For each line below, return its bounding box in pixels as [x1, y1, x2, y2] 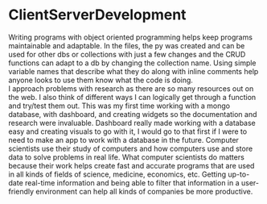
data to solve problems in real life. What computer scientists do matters [8, 152, 245, 162]
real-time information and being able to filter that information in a [24, 177, 240, 187]
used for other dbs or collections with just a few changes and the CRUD [8, 49, 246, 59]
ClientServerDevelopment [8, 6, 187, 24]
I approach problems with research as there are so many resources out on [8, 83, 254, 94]
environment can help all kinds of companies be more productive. [35, 186, 253, 196]
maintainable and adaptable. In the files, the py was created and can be [8, 40, 245, 50]
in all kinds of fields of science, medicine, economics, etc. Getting [8, 169, 227, 179]
